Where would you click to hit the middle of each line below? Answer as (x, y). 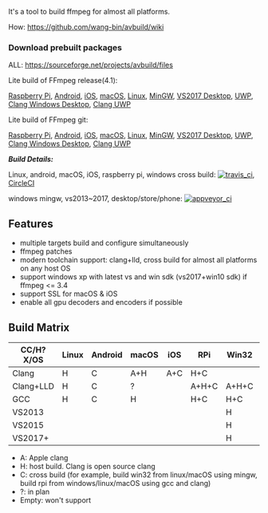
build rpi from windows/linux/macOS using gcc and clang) (115, 483)
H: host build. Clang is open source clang (87, 466)
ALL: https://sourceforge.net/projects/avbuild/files (91, 65)
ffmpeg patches (46, 251)
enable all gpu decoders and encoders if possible (101, 302)
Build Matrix (39, 328)
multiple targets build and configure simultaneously (104, 243)
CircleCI (22, 183)
